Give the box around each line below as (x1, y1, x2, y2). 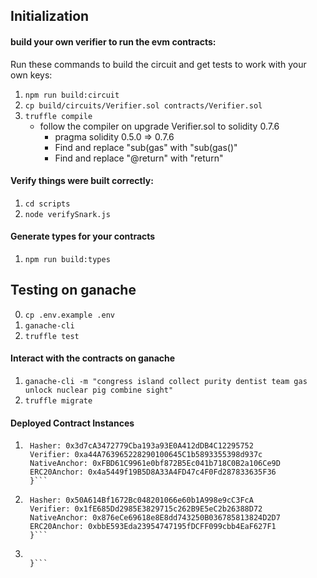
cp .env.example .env (24, 310, 115, 320)
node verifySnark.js (24, 209, 111, 219)
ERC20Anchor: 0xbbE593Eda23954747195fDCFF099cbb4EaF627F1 (29, 522, 277, 532)
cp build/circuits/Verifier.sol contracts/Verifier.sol (24, 100, 263, 111)
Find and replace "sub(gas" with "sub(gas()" (54, 141, 238, 153)
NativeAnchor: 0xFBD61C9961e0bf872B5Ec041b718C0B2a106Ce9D (29, 459, 281, 469)
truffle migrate (24, 396, 93, 406)
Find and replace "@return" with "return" (54, 152, 224, 164)
